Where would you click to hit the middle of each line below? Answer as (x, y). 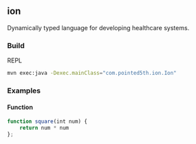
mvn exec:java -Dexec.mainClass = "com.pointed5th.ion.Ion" (92, 73)
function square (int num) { (47, 122)
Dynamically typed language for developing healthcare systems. (98, 27)
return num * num (44, 128)
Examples (24, 91)
